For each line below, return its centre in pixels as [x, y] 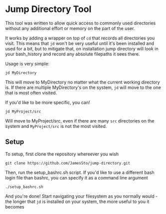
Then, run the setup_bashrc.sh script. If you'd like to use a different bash [80, 172]
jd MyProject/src [23, 111]
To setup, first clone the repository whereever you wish [62, 154]
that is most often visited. [31, 92]
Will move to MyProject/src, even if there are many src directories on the [80, 120]
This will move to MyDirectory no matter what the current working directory [83, 82]
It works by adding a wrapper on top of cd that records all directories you [80, 38]
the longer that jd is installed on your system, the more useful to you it [77, 201]
